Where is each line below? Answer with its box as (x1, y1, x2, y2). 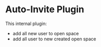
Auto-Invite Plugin (5, 4, 84, 15)
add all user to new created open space (12, 36, 96, 42)
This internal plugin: (5, 20, 47, 27)
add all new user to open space (12, 30, 79, 36)
